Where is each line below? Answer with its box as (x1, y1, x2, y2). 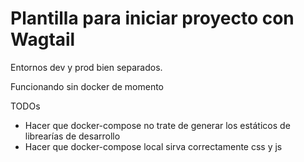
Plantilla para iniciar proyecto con (10, 7, 295, 30)
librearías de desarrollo (24, 130, 121, 142)
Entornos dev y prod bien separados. (10, 61, 163, 73)
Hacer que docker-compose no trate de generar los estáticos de (24, 119, 291, 131)
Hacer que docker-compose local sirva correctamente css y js (24, 140, 283, 152)
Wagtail (10, 28, 76, 51)
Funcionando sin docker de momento (10, 80, 164, 92)
